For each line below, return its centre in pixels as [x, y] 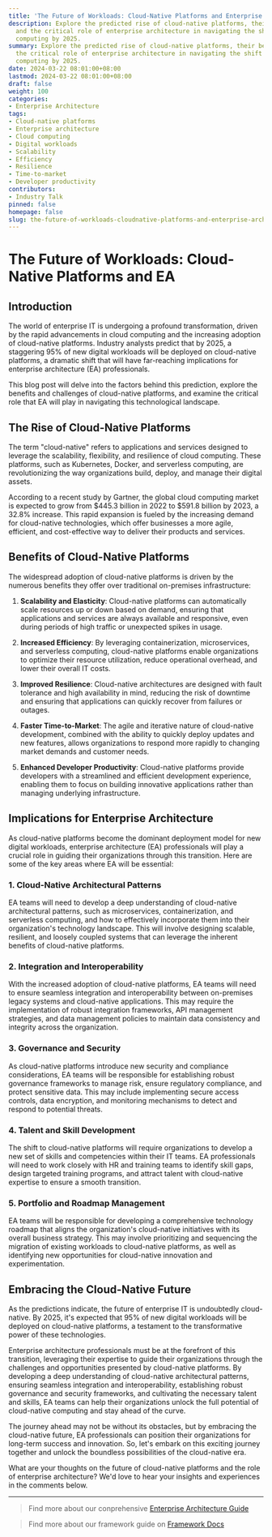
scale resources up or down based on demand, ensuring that [122, 610]
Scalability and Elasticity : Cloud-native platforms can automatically [133, 601]
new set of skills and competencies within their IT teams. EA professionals [132, 1156]
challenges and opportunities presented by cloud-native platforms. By [125, 1368]
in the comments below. [48, 1485]
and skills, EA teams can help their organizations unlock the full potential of [134, 1402]
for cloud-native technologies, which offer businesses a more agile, [121, 523]
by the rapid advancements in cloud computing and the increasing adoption [135, 335]
